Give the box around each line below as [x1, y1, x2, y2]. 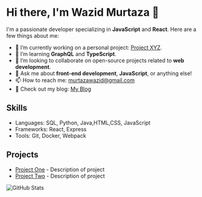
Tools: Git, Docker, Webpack [15, 132, 87, 139]
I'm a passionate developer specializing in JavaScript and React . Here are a [6, 26, 197, 33]
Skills [6, 103, 27, 113]
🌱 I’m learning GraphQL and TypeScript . [15, 50, 116, 57]
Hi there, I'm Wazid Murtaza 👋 [6, 5, 160, 19]
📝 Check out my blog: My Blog [15, 85, 92, 92]
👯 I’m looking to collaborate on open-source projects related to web [15, 57, 184, 64]
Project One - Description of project [15, 165, 105, 173]
